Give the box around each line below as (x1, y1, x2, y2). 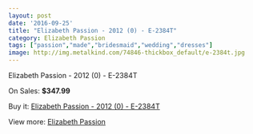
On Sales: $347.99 (8, 86, 70, 96)
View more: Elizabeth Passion (8, 117, 106, 126)
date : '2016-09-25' (8, 19, 74, 27)
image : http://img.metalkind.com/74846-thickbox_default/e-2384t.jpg (8, 49, 246, 57)
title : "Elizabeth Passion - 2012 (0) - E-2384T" (8, 26, 178, 34)
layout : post (8, 11, 52, 20)
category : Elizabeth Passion (8, 33, 106, 42)
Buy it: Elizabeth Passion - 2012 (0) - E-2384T (8, 101, 160, 111)
